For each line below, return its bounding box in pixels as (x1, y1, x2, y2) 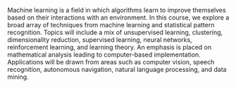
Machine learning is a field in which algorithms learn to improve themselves (7, 6, 227, 14)
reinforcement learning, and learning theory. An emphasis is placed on (7, 43, 212, 51)
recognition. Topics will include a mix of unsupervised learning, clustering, (7, 28, 223, 36)
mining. (7, 73, 30, 81)
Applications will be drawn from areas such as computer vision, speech (7, 58, 215, 66)
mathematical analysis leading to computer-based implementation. (7, 50, 201, 59)
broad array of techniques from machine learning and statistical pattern (7, 21, 215, 29)
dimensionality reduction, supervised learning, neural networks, (7, 36, 192, 44)
